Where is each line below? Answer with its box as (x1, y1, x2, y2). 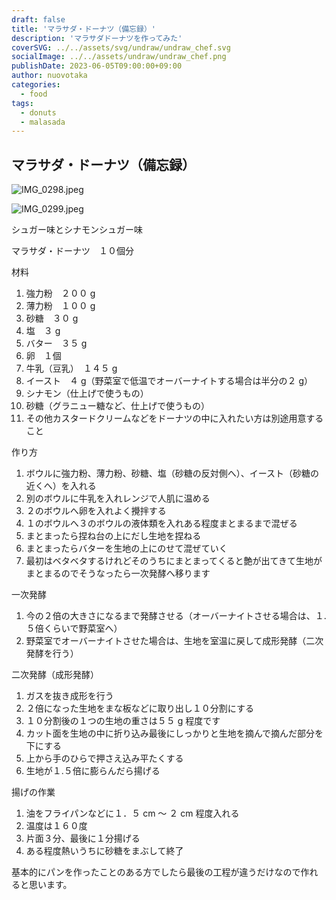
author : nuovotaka (11, 71, 88, 81)
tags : (11, 98, 34, 108)
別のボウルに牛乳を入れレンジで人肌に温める (25, 492, 211, 505)
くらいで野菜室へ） (43, 622, 123, 635)
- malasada (20, 117, 66, 127)
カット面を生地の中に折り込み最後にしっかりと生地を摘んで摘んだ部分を (25, 727, 324, 740)
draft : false (11, 14, 66, 25)
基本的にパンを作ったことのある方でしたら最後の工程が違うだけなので (11, 866, 301, 878)
